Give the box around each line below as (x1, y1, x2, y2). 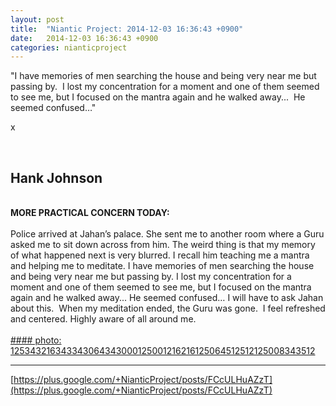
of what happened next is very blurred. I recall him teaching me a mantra (10, 249, 310, 261)
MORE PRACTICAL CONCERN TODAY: (10, 207, 170, 219)
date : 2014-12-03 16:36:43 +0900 (10, 33, 159, 43)
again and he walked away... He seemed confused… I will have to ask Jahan (10, 292, 324, 304)
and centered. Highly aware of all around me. (10, 313, 197, 325)
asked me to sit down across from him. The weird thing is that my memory (10, 239, 316, 251)
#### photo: (10, 334, 62, 346)
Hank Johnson (10, 169, 103, 186)
